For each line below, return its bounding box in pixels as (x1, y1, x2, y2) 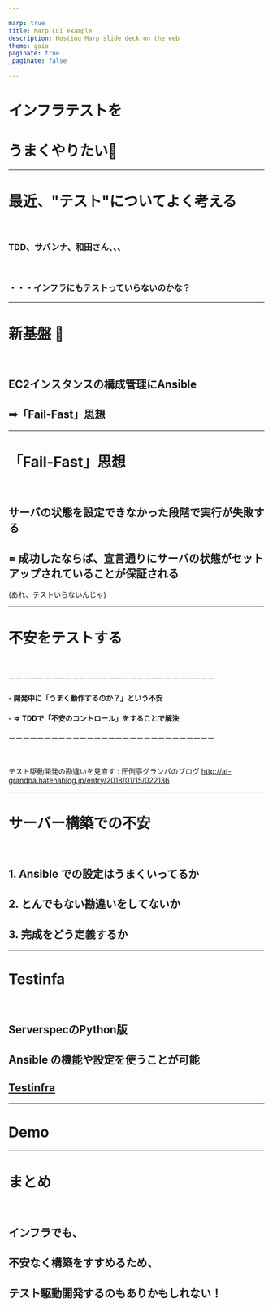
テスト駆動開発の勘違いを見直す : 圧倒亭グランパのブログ (8, 766, 200, 776)
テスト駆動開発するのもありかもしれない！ (8, 1286, 222, 1300)
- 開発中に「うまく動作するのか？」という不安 (8, 693, 163, 703)
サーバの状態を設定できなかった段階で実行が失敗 (8, 506, 254, 520)
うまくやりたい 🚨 (8, 142, 118, 160)
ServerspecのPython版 (8, 1023, 128, 1037)
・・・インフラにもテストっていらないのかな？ (8, 283, 191, 294)
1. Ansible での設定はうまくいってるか (8, 867, 199, 880)
